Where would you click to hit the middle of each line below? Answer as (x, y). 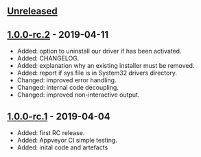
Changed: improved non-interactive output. (78, 95)
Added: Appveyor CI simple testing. (67, 141)
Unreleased (33, 11)
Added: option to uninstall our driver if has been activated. (99, 51)
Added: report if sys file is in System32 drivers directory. (97, 73)
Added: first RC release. (51, 133)
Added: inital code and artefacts (62, 147)
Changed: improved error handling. (67, 80)
